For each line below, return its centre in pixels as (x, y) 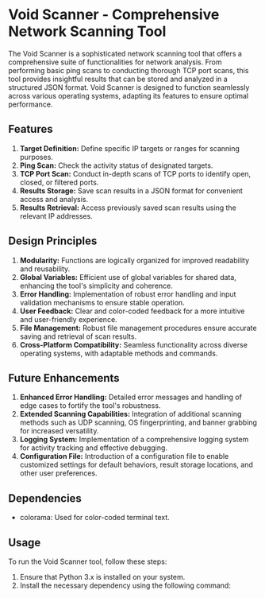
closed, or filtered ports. (59, 182)
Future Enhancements (64, 378)
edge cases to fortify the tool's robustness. (90, 406)
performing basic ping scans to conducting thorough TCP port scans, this (129, 70)
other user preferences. (58, 473)
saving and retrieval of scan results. (78, 336)
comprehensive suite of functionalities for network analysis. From (115, 62)
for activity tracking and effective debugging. (94, 448)
